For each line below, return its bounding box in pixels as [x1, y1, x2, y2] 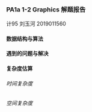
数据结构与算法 [6, 35, 43, 42]
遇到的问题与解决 [6, 50, 49, 57]
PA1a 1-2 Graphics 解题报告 [6, 5, 86, 13]
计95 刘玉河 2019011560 [6, 20, 66, 28]
